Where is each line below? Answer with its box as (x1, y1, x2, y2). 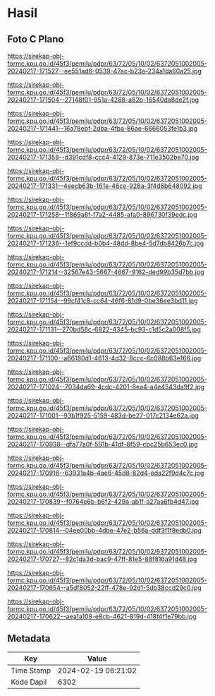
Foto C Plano (7, 33, 64, 45)
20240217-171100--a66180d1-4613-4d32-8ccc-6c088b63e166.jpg (7, 354, 202, 362)
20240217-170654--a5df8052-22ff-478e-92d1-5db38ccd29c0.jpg (7, 584, 202, 591)
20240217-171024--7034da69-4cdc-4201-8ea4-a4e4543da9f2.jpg (7, 383, 205, 391)
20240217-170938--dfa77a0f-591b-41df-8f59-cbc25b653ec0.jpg (7, 440, 199, 448)
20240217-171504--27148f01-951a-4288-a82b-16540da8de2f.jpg (7, 95, 199, 104)
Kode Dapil (11, 677, 47, 687)
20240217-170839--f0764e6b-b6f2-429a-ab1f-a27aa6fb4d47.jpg (7, 497, 199, 506)
